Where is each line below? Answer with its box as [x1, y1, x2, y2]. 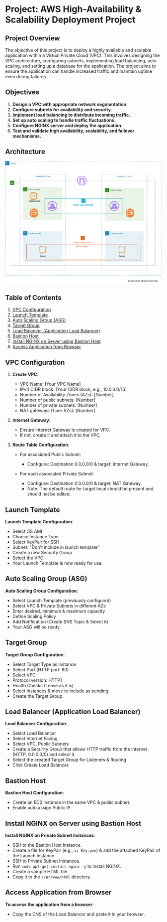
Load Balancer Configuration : [5, 721, 68, 727]
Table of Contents [5, 293, 62, 302]
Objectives [5, 88, 40, 97]
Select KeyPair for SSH [12, 539, 60, 545]
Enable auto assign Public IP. [12, 805, 72, 811]
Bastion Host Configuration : [5, 790, 64, 796]
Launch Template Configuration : [5, 518, 74, 524]
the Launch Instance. [12, 852, 56, 858]
